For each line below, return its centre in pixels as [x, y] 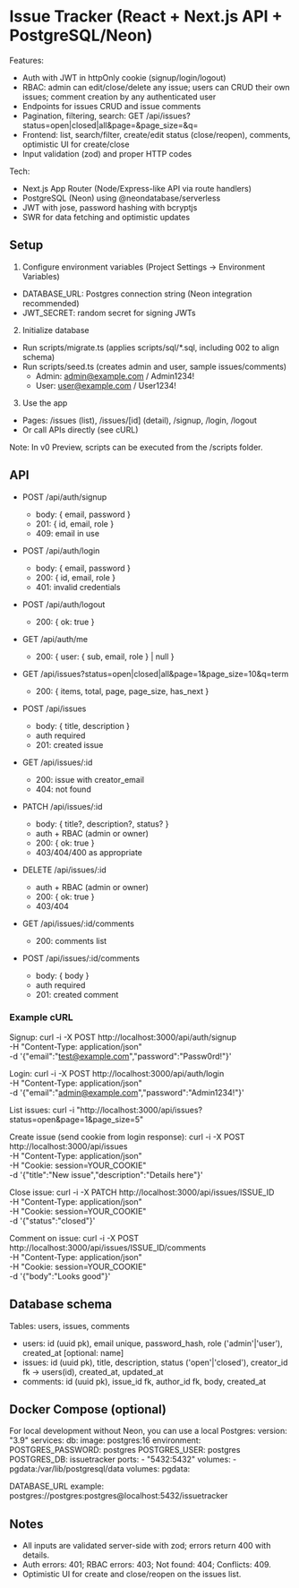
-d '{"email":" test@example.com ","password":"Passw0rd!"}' [120, 1056]
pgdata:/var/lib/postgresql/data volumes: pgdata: [100, 1469]
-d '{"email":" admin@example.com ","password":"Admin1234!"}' [127, 1092]
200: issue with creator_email [90, 779]
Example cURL [41, 1017]
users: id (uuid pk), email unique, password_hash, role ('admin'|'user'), [153, 1343]
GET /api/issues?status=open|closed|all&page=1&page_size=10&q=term [155, 674]
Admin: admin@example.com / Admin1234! [115, 376]
